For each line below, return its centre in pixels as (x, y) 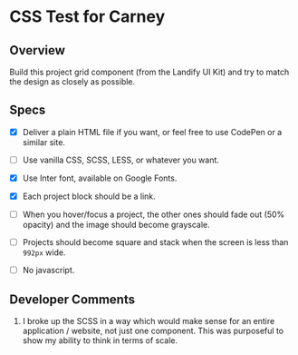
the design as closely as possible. (72, 82)
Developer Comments (72, 299)
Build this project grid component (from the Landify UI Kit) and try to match (149, 72)
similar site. (44, 142)
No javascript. (48, 271)
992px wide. (44, 252)
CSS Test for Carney (87, 17)
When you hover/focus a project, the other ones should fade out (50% (154, 214)
